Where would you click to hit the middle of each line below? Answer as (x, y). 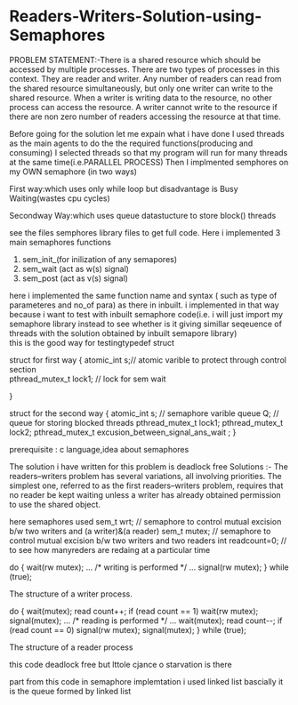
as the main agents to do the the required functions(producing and (131, 143)
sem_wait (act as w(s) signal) (75, 268)
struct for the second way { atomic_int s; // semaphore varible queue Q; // (144, 413)
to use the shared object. (55, 504)
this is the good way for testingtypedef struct (92, 342)
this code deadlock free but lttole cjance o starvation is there (121, 664)
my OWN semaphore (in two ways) (73, 172)
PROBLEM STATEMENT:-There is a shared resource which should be (135, 60)
